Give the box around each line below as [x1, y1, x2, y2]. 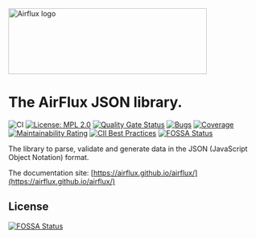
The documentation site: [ [8, 168, 94, 178]
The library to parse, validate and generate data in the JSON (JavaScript [8, 144, 248, 154]
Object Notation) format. [8, 152, 89, 162]
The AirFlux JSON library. [8, 93, 183, 112]
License [8, 200, 49, 214]
